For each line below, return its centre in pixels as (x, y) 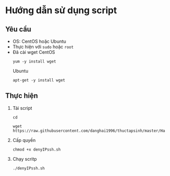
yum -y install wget (34, 62)
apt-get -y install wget (39, 80)
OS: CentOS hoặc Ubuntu (39, 41)
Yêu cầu (18, 29)
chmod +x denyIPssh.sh (37, 150)
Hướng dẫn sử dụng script (61, 10)
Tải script (22, 108)
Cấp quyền (24, 140)
